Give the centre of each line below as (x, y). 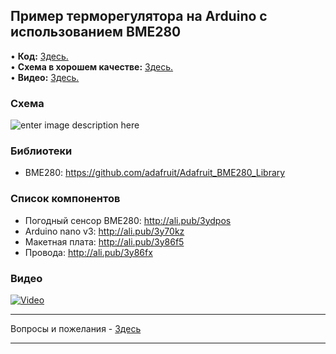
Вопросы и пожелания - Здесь (76, 328)
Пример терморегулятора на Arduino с (139, 16)
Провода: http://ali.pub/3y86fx (88, 252)
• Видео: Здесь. (45, 77)
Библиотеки (41, 151)
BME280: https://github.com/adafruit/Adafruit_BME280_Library (155, 173)
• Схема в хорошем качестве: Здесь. (92, 66)
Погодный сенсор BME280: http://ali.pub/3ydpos (128, 220)
